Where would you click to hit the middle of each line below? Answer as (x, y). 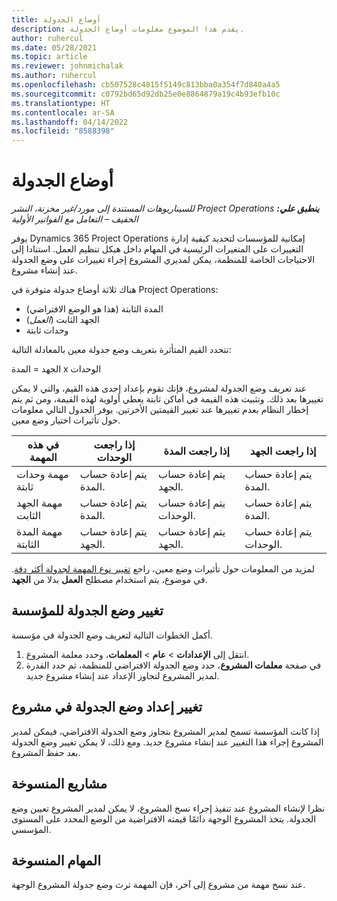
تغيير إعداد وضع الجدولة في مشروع (107, 707)
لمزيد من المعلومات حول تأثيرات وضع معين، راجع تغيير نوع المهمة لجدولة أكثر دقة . (163, 569)
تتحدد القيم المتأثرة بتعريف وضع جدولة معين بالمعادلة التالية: (121, 350)
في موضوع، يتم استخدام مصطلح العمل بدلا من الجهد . (109, 580)
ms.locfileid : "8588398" (63, 131)
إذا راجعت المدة (197, 451)
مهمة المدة (39, 532)
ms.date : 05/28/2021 (54, 47)
